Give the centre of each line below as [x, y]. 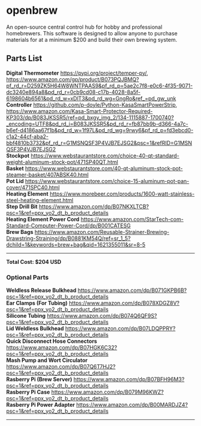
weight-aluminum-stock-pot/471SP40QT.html [62, 162]
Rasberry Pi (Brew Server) [39, 379]
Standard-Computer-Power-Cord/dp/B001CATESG [68, 226]
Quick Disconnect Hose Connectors [52, 341]
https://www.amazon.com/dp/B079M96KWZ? [107, 392]
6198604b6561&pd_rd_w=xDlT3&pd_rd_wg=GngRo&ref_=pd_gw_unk [91, 98]
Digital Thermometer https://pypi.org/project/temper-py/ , [77, 73]
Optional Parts [28, 277]
